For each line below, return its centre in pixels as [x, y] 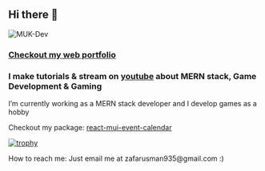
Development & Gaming [55, 86]
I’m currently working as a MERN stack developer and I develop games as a [133, 104]
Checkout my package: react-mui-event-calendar [90, 128]
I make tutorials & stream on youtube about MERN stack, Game [132, 76]
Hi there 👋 [33, 15]
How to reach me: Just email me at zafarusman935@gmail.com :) [116, 159]
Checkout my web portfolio [62, 54]
